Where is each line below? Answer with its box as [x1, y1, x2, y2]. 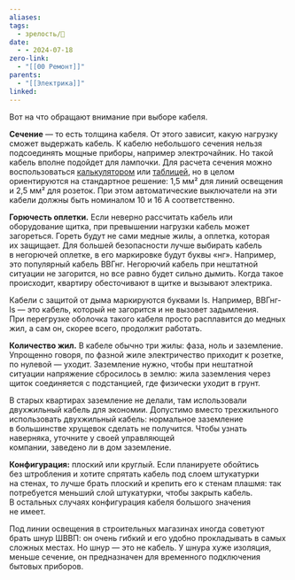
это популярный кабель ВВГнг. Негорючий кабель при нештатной [9, 259, 259, 269]
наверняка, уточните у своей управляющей [9, 432, 175, 443]
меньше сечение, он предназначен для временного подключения [9, 551, 261, 562]
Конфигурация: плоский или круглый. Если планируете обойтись [9, 459, 260, 469]
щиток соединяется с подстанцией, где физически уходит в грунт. [9, 377, 261, 388]
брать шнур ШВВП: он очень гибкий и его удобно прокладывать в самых [9, 532, 286, 543]
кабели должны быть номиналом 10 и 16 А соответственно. [9, 194, 236, 205]
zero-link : [9, 54, 50, 63]
